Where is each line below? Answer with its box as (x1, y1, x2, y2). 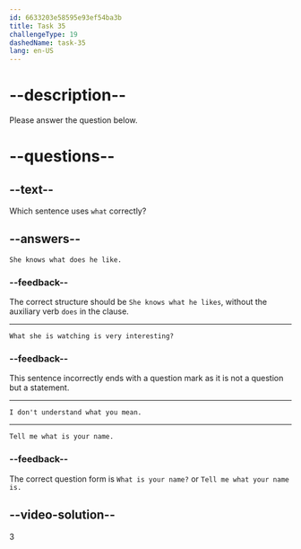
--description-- (9, 85, 127, 106)
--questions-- (9, 146, 115, 167)
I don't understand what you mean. (9, 408, 142, 417)
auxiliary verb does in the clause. (9, 306, 130, 317)
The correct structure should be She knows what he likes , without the (9, 297, 267, 308)
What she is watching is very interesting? (9, 332, 175, 341)
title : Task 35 (9, 22, 66, 30)
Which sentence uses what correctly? (9, 205, 147, 216)
